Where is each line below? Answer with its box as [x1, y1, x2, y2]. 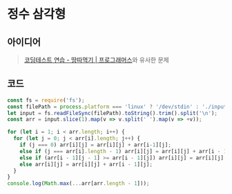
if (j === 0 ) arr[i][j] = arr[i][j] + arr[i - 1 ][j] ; [19, 141, 171, 149]
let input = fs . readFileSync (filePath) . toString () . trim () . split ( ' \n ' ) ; [7, 109, 218, 116]
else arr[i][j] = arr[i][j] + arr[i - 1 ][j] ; [19, 161, 153, 168]
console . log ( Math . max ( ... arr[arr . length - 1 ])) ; [7, 180, 150, 187]
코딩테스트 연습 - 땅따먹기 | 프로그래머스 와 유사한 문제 [23, 56, 169, 64]
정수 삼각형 [7, 6, 66, 22]
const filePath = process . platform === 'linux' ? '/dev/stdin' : [7, 103, 200, 110]
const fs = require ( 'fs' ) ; [7, 96, 85, 104]
